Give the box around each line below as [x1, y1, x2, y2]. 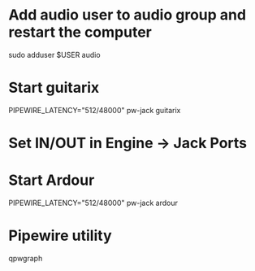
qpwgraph [8, 253, 43, 263]
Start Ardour [8, 171, 95, 190]
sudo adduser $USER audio [8, 50, 101, 59]
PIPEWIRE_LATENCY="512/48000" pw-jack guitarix [8, 105, 181, 115]
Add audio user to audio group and [8, 6, 246, 24]
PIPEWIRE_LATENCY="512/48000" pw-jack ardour [8, 198, 179, 208]
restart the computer [8, 23, 152, 42]
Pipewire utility [8, 226, 112, 245]
